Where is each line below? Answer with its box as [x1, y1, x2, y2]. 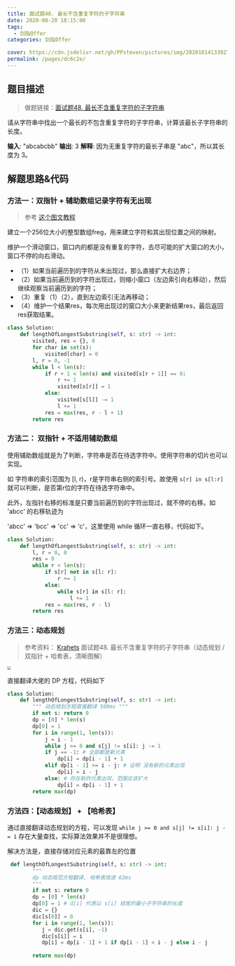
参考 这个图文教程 [24, 213, 76, 222]
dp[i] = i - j [57, 769, 99, 776]
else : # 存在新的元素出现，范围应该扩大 [44, 774, 148, 782]
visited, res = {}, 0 [32, 337, 96, 344]
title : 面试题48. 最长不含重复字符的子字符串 [7, 10, 126, 18]
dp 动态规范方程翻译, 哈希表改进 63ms [32, 874, 131, 881]
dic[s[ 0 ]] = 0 [32, 913, 73, 920]
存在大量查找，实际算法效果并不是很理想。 [18, 832, 141, 840]
